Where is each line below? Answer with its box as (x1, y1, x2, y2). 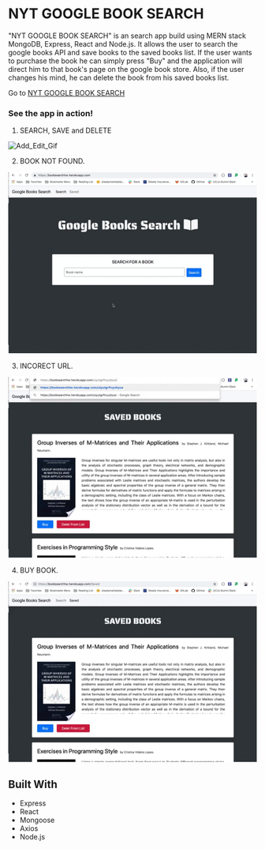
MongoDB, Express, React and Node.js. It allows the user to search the (8, 39, 238, 48)
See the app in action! (8, 107, 93, 118)
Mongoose (19, 815, 55, 825)
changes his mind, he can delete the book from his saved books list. (8, 73, 230, 82)
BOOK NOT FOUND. (19, 156, 85, 166)
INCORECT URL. (19, 361, 73, 370)
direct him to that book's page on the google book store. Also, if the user (8, 64, 244, 73)
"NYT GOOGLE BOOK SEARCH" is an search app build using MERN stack (8, 31, 247, 40)
